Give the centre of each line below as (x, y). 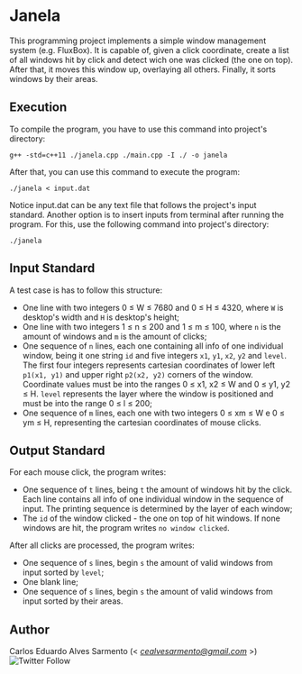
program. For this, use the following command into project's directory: (139, 224)
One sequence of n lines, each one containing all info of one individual (153, 346)
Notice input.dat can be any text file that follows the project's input (133, 205)
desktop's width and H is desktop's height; (101, 317)
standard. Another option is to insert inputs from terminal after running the (146, 214)
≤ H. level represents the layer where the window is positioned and (148, 394)
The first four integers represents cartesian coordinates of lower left (149, 365)
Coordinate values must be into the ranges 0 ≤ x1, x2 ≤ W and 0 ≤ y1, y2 (156, 384)
